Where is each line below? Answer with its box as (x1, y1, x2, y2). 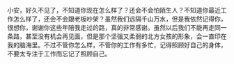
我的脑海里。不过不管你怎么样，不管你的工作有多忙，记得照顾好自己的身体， (7, 41, 227, 49)
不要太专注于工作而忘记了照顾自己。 (7, 49, 111, 58)
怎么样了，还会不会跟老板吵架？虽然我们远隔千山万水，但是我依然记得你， (13, 15, 227, 23)
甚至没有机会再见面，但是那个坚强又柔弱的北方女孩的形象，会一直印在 (25, 32, 227, 40)
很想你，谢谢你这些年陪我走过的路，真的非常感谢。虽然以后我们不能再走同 (7, 24, 221, 31)
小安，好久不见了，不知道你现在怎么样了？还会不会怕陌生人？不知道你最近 (7, 6, 221, 14)
